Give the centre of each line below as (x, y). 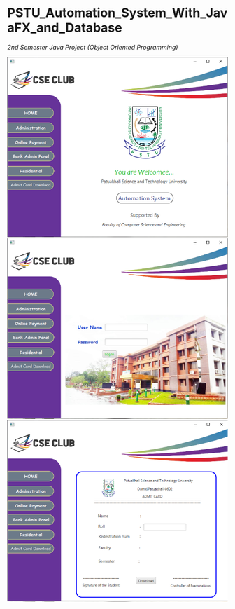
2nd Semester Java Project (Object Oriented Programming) (93, 47)
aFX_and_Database (65, 28)
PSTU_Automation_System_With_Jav (117, 13)
